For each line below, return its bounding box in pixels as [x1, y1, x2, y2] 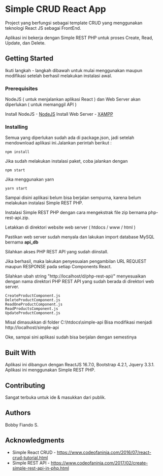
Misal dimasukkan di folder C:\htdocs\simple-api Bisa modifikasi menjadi [5, 319, 153, 325]
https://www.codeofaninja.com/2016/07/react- [57, 449, 152, 455]
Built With [5, 348, 36, 357]
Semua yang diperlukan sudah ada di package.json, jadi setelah [5, 135, 134, 141]
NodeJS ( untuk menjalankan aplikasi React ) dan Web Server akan [5, 96, 141, 102]
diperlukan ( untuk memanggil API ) [5, 101, 77, 107]
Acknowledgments [5, 436, 65, 445]
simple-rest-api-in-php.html [12, 465, 69, 471]
